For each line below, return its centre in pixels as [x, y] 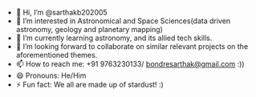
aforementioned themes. [57, 55]
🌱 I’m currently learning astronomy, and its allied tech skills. [114, 38]
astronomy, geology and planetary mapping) [89, 29]
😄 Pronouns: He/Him [51, 75]
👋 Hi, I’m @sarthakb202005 [62, 12]
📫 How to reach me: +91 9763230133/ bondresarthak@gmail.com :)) [130, 64]
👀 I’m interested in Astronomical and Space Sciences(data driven [123, 21]
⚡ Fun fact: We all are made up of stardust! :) [90, 85]
